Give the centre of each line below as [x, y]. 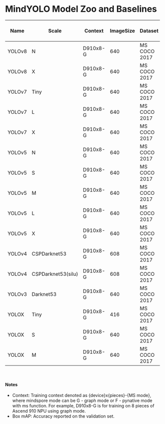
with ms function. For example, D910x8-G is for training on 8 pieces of [83, 406]
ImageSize [122, 30]
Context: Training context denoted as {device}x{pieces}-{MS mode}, [82, 396]
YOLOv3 [17, 294]
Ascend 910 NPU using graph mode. [49, 411]
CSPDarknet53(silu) [55, 274]
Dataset [149, 30]
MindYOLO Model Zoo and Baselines [81, 9]
